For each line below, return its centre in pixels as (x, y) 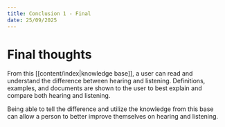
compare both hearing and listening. (59, 96)
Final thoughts (49, 54)
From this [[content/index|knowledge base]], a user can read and (100, 74)
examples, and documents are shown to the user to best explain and (105, 88)
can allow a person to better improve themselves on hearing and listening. (113, 117)
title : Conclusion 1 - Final (49, 14)
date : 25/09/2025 (32, 20)
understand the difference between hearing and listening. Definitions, (106, 81)
